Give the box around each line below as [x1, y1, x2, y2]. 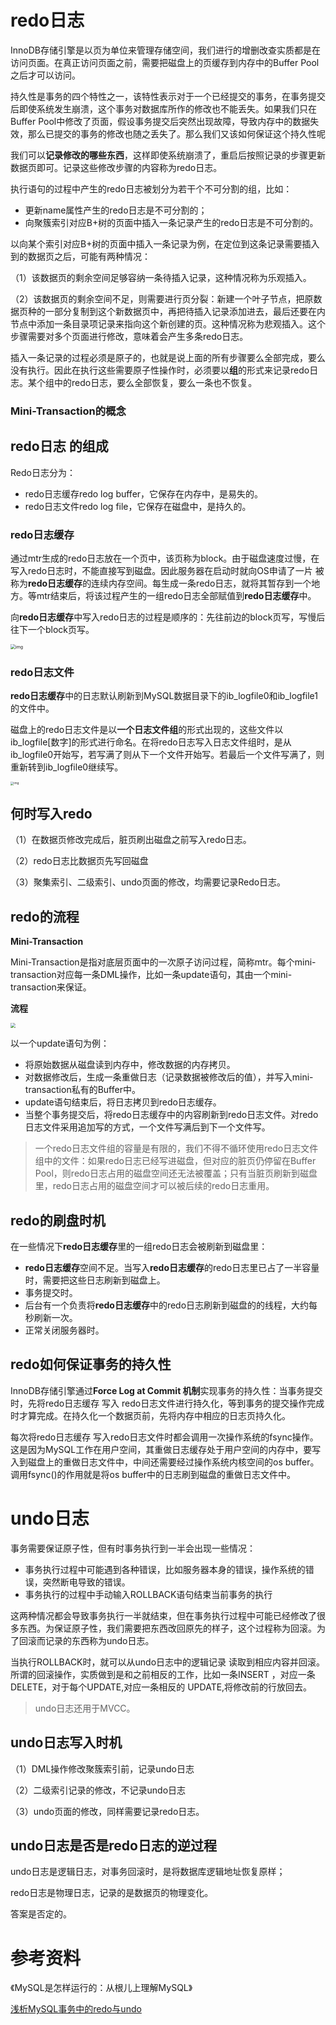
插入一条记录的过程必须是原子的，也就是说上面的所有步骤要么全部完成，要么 [10, 351, 326, 363]
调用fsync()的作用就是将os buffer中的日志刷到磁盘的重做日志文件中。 [10, 1468, 297, 1480]
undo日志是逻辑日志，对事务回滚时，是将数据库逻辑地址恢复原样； [10, 1866, 286, 1878]
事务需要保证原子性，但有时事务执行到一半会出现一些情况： [10, 1542, 256, 1554]
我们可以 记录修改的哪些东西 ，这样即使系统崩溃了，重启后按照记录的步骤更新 [10, 149, 326, 161]
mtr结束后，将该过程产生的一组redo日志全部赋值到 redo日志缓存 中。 [36, 589, 317, 601]
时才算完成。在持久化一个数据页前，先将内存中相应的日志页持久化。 [10, 1409, 291, 1421]
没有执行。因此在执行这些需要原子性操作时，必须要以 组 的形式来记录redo [10, 364, 310, 376]
